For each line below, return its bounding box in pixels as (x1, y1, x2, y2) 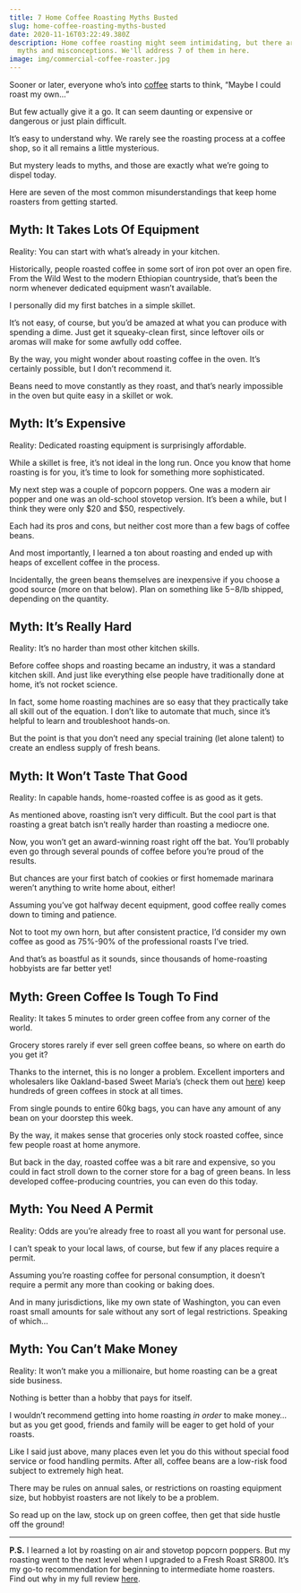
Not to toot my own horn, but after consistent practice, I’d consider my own (9, 926, 287, 937)
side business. (9, 1374, 63, 1385)
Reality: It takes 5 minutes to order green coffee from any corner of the (9, 1013, 271, 1024)
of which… (9, 1315, 49, 1326)
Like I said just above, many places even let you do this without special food (9, 1446, 289, 1457)
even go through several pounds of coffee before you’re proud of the (9, 846, 264, 857)
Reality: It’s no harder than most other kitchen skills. (9, 642, 200, 654)
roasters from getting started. (9, 196, 118, 207)
